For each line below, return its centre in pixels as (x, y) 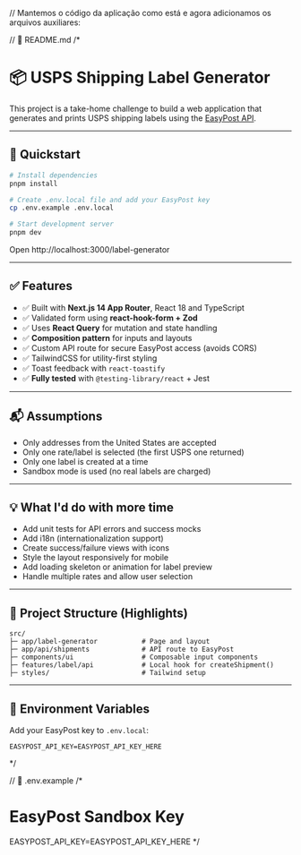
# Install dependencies (54, 175)
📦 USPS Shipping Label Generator (140, 77)
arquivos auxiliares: (45, 22)
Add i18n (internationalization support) (93, 539)
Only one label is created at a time (85, 461)
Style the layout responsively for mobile (95, 558)
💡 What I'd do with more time (92, 508)
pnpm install (34, 184)
